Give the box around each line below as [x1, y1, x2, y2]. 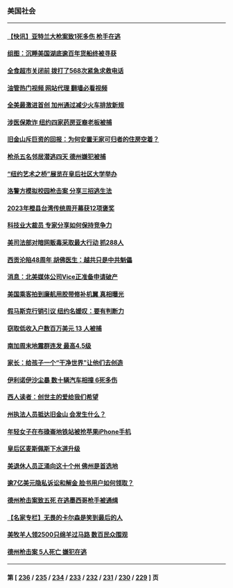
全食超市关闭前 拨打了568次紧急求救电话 [7, 67, 124, 75]
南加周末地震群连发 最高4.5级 [7, 342, 92, 350]
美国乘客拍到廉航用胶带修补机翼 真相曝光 [7, 289, 125, 298]
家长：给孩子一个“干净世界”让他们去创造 [7, 359, 123, 367]
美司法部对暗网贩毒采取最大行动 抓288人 [7, 238, 124, 247]
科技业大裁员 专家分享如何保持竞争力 [7, 221, 112, 230]
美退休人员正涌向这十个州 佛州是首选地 [7, 462, 119, 470]
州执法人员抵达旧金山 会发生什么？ [7, 410, 106, 418]
